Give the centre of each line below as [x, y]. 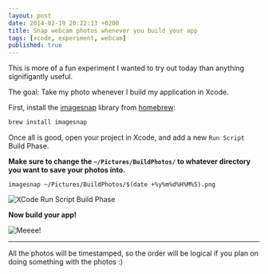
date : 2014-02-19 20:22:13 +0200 [64, 23]
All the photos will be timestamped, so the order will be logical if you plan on [134, 253]
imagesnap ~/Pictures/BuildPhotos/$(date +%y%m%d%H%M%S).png [112, 185]
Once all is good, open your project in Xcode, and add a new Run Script [126, 137]
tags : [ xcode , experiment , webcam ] [67, 38]
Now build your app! [43, 215]
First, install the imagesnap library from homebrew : [92, 108]
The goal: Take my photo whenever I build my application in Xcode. [118, 92]
